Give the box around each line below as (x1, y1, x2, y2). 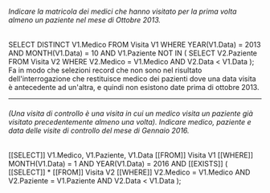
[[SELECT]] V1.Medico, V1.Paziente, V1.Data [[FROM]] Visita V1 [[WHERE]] (8, 150, 254, 160)
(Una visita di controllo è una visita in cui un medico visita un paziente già (8, 109, 253, 118)
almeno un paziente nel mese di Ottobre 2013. (8, 14, 161, 24)
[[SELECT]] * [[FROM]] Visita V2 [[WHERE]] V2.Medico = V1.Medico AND (8, 167, 251, 177)
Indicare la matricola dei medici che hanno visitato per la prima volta (8, 6, 237, 16)
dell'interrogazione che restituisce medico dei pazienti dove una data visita (8, 74, 256, 84)
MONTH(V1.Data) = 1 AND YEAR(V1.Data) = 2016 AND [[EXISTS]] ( (8, 159, 228, 169)
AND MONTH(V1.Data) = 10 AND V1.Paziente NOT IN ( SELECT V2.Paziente (8, 48, 258, 58)
